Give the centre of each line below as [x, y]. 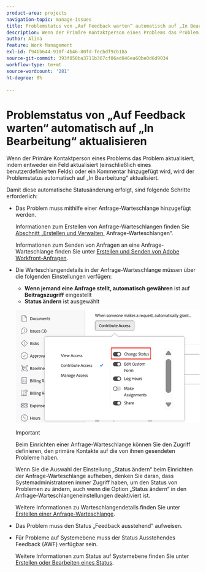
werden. [26, 215]
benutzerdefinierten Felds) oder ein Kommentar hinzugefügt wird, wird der [101, 171]
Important [28, 432]
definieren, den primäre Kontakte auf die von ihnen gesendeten [95, 450]
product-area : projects [37, 13]
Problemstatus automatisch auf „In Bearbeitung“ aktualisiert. [83, 178]
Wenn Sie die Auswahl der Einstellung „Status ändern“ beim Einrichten [104, 469]
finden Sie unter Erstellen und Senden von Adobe [117, 252]
